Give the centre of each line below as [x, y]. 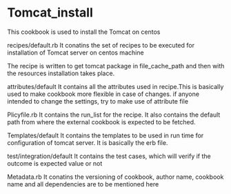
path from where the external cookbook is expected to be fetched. [101, 122]
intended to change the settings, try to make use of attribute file [98, 101]
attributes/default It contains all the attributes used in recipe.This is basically [115, 86]
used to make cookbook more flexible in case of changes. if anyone [103, 94]
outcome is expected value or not [55, 163]
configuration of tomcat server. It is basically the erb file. [88, 142]
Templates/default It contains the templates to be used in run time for [106, 135]
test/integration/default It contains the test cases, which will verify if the [109, 156]
